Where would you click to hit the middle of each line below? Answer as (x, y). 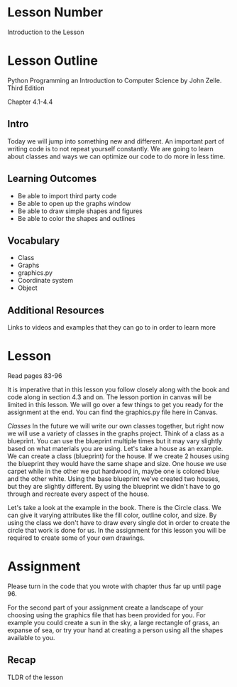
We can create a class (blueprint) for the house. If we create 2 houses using (118, 456)
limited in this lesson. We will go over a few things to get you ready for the (115, 405)
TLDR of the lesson (35, 677)
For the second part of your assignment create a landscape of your (105, 607)
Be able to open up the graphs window (74, 203)
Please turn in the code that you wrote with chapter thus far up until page (114, 586)
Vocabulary (34, 240)
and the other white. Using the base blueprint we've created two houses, (114, 479)
